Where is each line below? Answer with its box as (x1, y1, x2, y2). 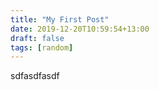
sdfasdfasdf (10, 70, 60, 82)
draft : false (10, 33, 65, 43)
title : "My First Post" (10, 14, 110, 25)
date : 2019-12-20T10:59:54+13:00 (10, 24, 150, 34)
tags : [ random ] (10, 42, 74, 53)
